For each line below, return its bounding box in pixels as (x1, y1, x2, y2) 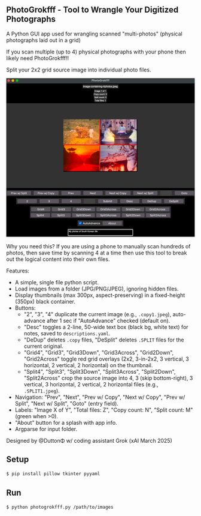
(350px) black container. (14, 298, 76, 305)
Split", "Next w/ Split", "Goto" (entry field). (14, 400, 118, 407)
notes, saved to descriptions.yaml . (23, 329, 111, 337)
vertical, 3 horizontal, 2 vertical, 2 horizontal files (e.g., (23, 380, 159, 388)
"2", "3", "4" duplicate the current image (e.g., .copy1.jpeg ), (23, 310, 172, 317)
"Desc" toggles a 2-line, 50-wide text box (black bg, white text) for (23, 323, 188, 331)
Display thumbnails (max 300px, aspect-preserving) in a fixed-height (14, 291, 185, 299)
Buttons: (14, 304, 36, 311)
